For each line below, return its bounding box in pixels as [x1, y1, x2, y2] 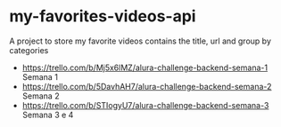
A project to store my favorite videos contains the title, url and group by [9, 36, 272, 46]
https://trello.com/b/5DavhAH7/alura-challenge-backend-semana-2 [21, 81, 272, 91]
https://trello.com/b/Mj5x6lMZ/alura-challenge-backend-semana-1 [21, 62, 269, 73]
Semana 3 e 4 [21, 109, 74, 120]
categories [9, 44, 49, 55]
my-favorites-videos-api [9, 6, 196, 27]
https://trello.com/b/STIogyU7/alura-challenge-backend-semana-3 [21, 99, 269, 110]
